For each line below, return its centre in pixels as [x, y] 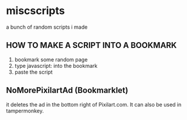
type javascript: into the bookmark [56, 66]
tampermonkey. [25, 111]
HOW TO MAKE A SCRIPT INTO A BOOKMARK [91, 45]
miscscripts [35, 11]
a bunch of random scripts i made [47, 27]
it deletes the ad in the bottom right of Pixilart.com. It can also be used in [94, 104]
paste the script [33, 72]
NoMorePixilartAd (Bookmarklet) [67, 90]
